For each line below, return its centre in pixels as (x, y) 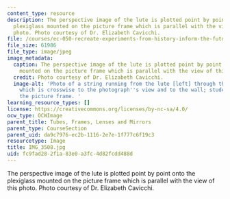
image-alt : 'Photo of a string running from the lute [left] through (114, 84)
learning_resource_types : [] (49, 103)
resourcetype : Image (37, 141)
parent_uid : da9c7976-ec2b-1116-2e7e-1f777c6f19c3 (81, 134)
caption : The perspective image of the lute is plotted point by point (118, 65)
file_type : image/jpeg (39, 52)
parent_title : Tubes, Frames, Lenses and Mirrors (79, 122)
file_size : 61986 (32, 45)
